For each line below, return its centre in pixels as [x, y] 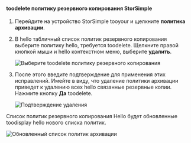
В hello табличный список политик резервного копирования [91, 39]
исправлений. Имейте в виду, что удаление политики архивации [96, 81]
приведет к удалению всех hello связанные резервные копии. [93, 87]
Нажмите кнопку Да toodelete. [54, 93]
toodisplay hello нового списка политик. [56, 123]
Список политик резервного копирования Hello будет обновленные [92, 116]
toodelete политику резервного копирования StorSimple [79, 8]
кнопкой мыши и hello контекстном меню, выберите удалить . [93, 52]
